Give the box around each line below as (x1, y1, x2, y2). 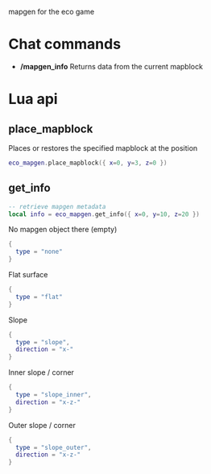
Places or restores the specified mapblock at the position (8, 143, 198, 152)
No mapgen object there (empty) (8, 225, 118, 235)
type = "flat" (15, 293, 63, 301)
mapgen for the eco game (8, 7, 95, 16)
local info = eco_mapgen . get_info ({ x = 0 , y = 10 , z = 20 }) (8, 210, 200, 218)
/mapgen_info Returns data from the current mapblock (19, 61, 204, 71)
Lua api (8, 90, 58, 108)
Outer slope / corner (8, 420, 77, 430)
